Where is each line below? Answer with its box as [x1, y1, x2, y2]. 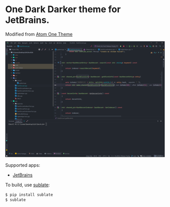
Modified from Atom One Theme [5, 31, 73, 37]
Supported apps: [5, 162, 40, 168]
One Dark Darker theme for [5, 4, 121, 15]
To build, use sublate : [5, 182, 50, 188]
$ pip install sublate [5, 192, 53, 197]
